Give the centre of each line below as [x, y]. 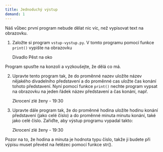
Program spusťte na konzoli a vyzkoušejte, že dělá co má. [63, 67]
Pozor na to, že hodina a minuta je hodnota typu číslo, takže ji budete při [78, 139]
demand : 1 [15, 14]
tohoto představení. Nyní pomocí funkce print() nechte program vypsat [85, 86]
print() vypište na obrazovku [42, 48]
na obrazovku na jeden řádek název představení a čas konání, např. [80, 91]
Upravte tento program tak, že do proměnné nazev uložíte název [77, 76]
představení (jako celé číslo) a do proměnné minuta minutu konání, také [84, 115]
